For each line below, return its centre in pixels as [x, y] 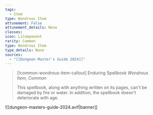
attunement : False [23, 23]
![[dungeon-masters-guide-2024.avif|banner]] [51, 107]
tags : [10, 9]
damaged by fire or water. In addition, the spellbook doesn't [76, 93]
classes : [14, 32]
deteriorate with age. [38, 98]
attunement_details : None [31, 28]
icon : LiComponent [23, 37]
